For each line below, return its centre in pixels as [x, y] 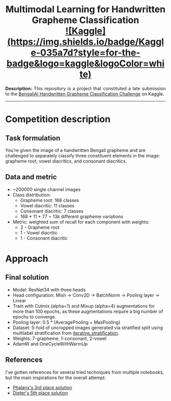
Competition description [58, 119]
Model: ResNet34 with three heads [49, 289]
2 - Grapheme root [40, 227]
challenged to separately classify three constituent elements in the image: [83, 155]
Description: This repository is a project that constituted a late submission [85, 88]
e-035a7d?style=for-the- [85, 53]
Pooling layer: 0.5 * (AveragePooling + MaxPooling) [66, 322]
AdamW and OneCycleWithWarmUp [50, 344]
